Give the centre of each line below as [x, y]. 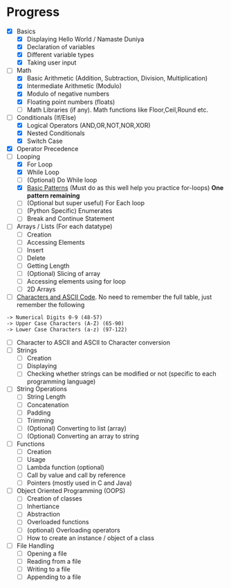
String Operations [41, 389]
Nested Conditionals [56, 133]
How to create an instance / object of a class [91, 537]
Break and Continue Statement [71, 218]
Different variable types [60, 55]
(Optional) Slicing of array [64, 273]
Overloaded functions [58, 522]
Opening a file [47, 553]
